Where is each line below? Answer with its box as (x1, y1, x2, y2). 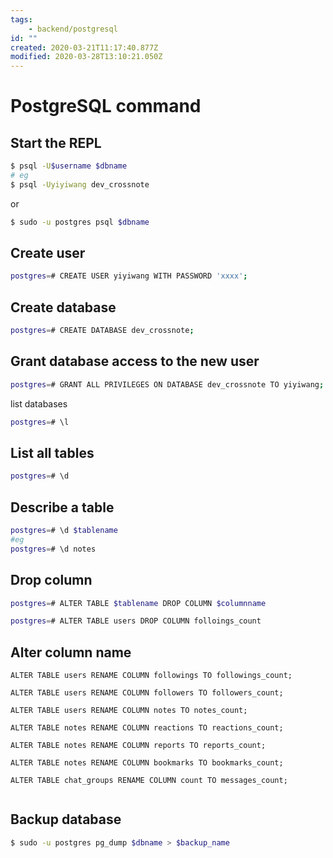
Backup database (10, 811, 122, 828)
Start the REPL (10, 134, 102, 151)
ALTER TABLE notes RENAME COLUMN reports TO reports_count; (10, 741, 267, 751)
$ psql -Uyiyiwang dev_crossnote (10, 179, 150, 190)
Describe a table (10, 499, 115, 516)
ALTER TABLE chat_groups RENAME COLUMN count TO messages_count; (10, 776, 288, 786)
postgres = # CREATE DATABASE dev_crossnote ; (10, 326, 195, 336)
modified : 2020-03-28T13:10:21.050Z (10, 52, 163, 62)
